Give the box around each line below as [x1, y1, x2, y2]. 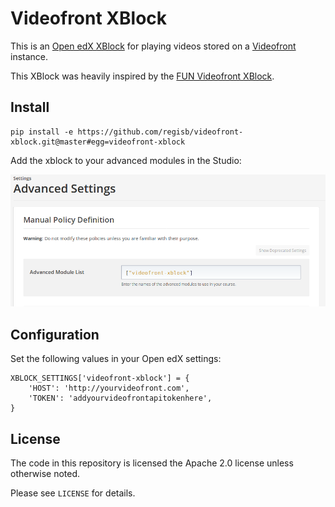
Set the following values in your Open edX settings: [10, 353, 222, 365]
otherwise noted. [10, 468, 81, 480]
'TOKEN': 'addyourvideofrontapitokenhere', [28, 393, 213, 404]
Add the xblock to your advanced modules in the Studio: [10, 154, 242, 166]
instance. [10, 50, 49, 62]
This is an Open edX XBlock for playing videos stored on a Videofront [10, 40, 297, 52]
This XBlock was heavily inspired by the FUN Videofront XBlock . [10, 70, 275, 82]
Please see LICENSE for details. [10, 487, 136, 499]
